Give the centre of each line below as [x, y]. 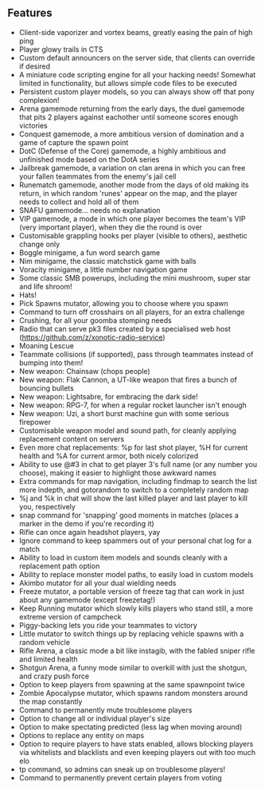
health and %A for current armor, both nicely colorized [109, 456]
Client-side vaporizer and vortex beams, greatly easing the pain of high [136, 32]
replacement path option [59, 566]
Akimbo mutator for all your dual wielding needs [97, 583]
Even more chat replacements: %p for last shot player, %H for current [133, 447]
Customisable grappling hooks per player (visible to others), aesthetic [133, 235]
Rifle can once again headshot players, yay [90, 532]
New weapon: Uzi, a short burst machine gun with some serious [124, 413]
